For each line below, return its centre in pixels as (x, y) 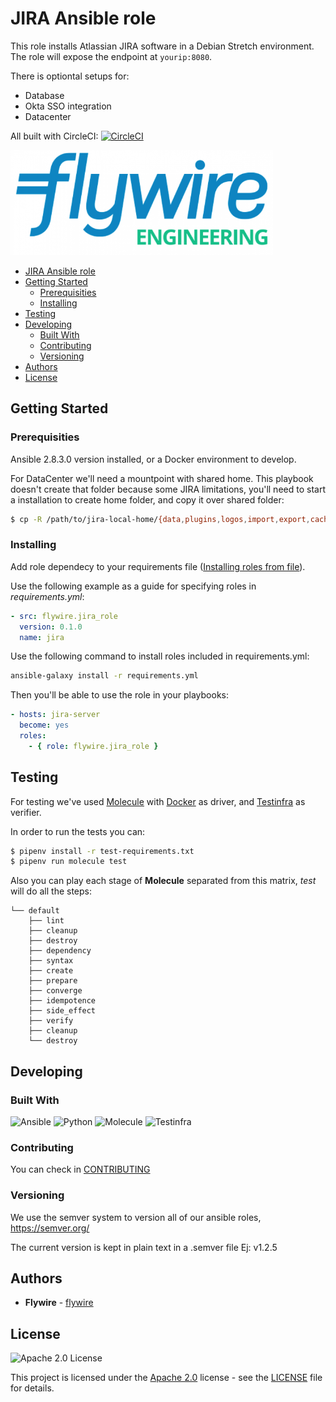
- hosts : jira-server (55, 715)
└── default (35, 911)
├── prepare (53, 981)
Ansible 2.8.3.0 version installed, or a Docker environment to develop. (153, 459)
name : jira (42, 637)
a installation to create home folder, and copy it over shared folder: (147, 499)
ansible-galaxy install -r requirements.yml (104, 676)
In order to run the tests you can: (78, 831)
